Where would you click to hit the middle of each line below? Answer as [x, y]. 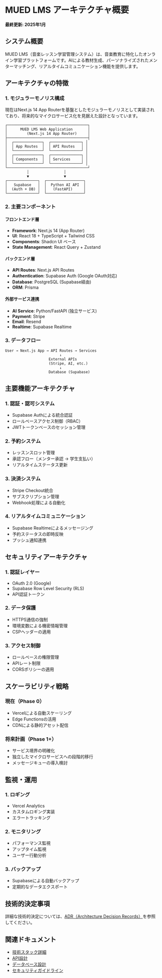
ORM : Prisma [25, 287]
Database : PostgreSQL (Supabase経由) [52, 282]
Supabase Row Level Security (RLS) [48, 588]
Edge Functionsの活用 [34, 719]
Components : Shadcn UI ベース [44, 241]
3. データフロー [23, 340]
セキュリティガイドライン [37, 971]
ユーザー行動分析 [29, 855]
